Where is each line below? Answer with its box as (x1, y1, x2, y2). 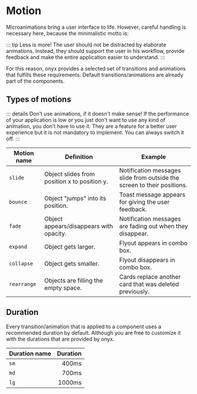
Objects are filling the (44, 276, 103, 284)
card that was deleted (119, 280, 179, 288)
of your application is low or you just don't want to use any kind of (6, 116, 166, 123)
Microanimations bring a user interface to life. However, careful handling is (6, 23, 186, 31)
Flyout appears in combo (119, 239, 188, 247)
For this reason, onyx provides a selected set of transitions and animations (6, 65, 186, 72)
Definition (64, 153, 93, 161)
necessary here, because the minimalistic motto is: (6, 29, 129, 36)
